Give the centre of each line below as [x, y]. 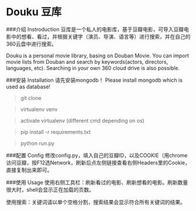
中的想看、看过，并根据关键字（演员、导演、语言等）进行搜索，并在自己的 [101, 36]
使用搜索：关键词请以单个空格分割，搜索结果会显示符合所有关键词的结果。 [96, 202]
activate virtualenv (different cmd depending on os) [82, 120]
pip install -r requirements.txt [55, 132]
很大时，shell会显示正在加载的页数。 [50, 189]
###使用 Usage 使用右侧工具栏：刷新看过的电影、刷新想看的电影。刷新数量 [97, 182]
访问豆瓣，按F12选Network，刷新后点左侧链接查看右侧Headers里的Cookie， [98, 162]
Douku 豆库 [34, 12]
